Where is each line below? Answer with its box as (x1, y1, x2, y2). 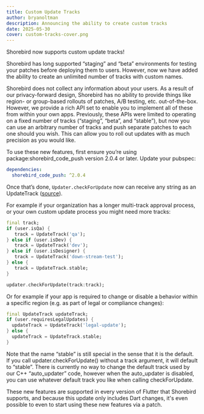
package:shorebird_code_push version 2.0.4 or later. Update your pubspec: (6, 155, 196, 162)
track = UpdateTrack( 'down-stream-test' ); (14, 254, 124, 260)
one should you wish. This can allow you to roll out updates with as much (6, 130, 190, 138)
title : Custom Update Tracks (6, 9, 80, 15)
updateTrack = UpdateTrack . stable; (12, 334, 102, 340)
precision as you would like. (6, 136, 76, 144)
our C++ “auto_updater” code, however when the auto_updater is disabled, (6, 370, 195, 377)
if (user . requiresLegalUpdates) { (6, 317, 94, 323)
